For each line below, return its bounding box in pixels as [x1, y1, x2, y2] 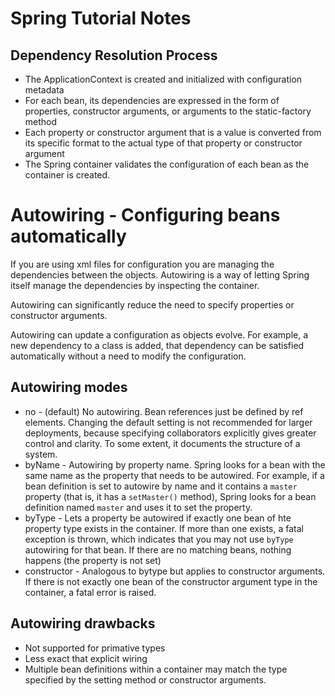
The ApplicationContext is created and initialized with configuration [24, 73, 303, 85]
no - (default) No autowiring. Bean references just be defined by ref [24, 405, 304, 417]
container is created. [24, 169, 111, 181]
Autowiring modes [10, 379, 128, 396]
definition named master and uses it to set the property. [24, 501, 253, 513]
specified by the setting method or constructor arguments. [24, 673, 267, 686]
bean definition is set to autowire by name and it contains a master [24, 480, 298, 492]
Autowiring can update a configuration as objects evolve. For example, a [10, 328, 309, 341]
